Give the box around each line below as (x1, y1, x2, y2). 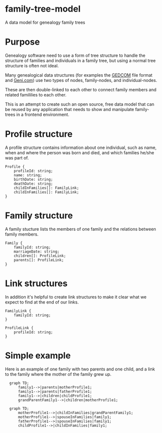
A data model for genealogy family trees (5, 19, 86, 25)
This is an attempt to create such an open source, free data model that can (5, 101, 154, 107)
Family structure (5, 210, 73, 221)
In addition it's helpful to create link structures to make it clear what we (5, 294, 147, 300)
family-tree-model (5, 3, 81, 15)
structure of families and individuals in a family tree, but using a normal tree (5, 57, 156, 64)
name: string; (14, 173, 42, 177)
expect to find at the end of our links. (5, 299, 79, 305)
